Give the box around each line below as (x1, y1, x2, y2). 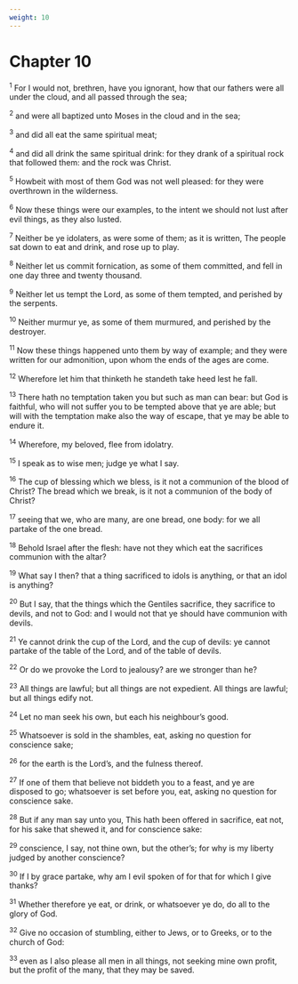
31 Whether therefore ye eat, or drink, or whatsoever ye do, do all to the (9, 898, 270, 909)
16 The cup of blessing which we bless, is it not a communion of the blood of (9, 475, 289, 488)
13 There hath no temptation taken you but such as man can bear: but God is (9, 391, 289, 403)
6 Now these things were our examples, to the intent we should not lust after (9, 202, 289, 214)
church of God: (9, 936, 65, 948)
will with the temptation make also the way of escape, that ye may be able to (9, 411, 289, 422)
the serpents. (9, 298, 58, 309)
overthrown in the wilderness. (9, 185, 118, 196)
